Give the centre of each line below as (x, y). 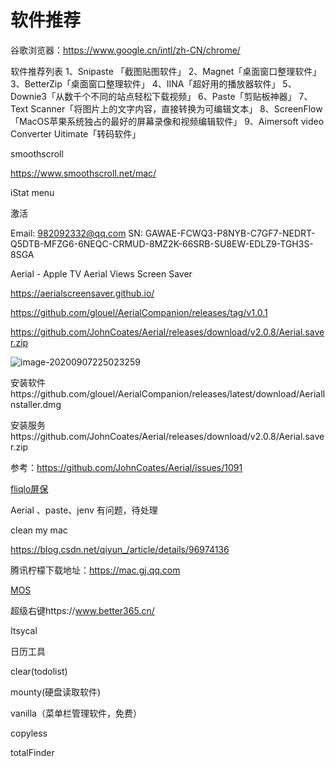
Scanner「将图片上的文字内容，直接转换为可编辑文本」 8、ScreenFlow (176, 108)
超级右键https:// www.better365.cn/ (82, 610)
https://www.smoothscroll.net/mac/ (83, 173)
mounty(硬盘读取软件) (56, 692)
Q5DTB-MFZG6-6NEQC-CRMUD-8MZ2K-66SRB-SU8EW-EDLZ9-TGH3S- (162, 243)
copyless (29, 733)
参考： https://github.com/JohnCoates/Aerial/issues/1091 (126, 467)
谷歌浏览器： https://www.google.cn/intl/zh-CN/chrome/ (125, 50)
